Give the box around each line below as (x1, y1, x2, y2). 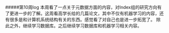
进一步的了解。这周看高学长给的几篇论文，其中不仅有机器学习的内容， (14, 10, 159, 16)
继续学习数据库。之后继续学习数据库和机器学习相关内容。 (22, 23, 142, 29)
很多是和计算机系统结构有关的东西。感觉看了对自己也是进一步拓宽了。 (9, 17, 155, 22)
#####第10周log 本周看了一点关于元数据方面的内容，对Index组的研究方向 (5, 4, 157, 10)
